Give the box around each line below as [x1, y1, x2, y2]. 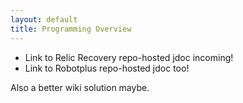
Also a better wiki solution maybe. [10, 81, 150, 93]
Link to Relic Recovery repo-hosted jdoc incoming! [24, 51, 234, 63]
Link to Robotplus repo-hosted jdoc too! [24, 62, 190, 74]
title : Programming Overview [10, 24, 132, 34]
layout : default [10, 14, 78, 25]
